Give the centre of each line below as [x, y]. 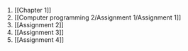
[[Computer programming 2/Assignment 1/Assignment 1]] [98, 17]
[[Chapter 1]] [33, 10]
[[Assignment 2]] [39, 25]
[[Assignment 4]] [39, 40]
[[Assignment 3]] [39, 32]
